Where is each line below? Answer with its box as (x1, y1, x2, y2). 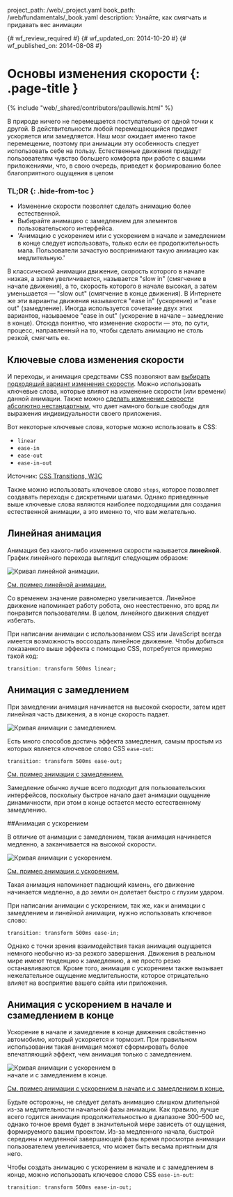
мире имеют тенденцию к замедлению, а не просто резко (7, 956, 181, 965)
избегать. (7, 616, 36, 625)
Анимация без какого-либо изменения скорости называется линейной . (7, 546, 221, 554)
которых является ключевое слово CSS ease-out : (7, 744, 154, 753)
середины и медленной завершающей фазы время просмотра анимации (7, 1135, 226, 1143)
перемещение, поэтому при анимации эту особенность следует (7, 139, 200, 147)
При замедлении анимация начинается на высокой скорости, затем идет (7, 702, 226, 711)
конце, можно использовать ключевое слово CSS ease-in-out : (7, 1171, 194, 1179)
